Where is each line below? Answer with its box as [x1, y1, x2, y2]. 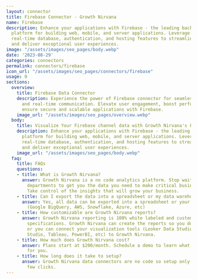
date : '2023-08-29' [6, 52, 54, 58]
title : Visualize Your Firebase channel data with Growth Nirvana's [16, 123, 188, 129]
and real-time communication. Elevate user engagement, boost [21, 101, 177, 107]
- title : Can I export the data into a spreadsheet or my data [16, 194, 175, 199]
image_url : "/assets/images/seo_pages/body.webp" [16, 150, 141, 156]
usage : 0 [6, 74, 28, 80]
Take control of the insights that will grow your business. [27, 188, 180, 194]
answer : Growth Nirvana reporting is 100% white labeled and [21, 215, 175, 221]
